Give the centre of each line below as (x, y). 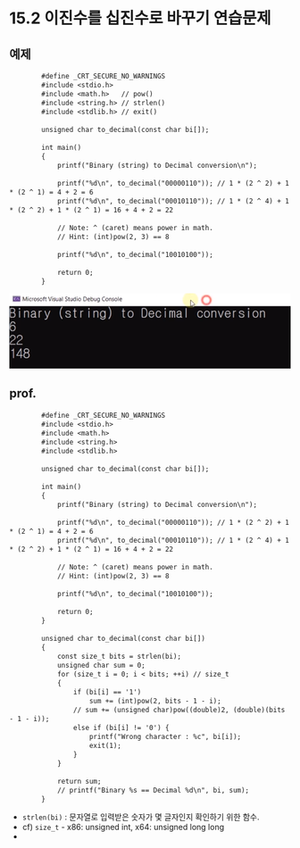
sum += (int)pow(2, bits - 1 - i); (155, 701)
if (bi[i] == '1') (107, 692)
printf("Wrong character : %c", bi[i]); (165, 736)
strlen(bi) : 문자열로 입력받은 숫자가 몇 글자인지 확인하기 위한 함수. (141, 817)
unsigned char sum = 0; (101, 665)
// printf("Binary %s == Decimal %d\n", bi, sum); (153, 790)
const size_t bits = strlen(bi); (119, 656)
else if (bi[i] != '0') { (121, 727)
